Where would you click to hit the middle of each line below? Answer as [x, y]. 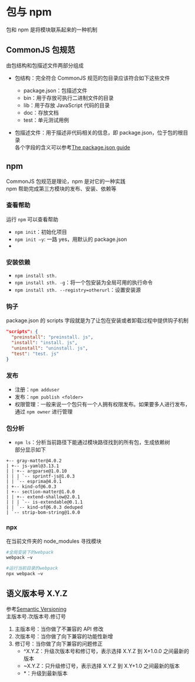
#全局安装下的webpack [30, 552]
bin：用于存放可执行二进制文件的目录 [68, 97]
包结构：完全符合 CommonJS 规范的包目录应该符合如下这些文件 [92, 78]
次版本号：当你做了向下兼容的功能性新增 [64, 636]
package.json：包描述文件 [55, 90]
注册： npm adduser [37, 389]
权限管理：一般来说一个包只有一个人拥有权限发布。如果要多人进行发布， [102, 404]
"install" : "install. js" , [44, 343]
